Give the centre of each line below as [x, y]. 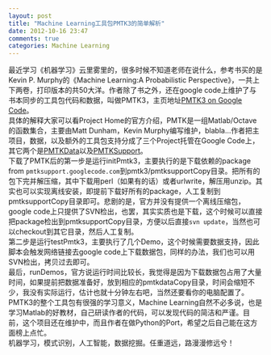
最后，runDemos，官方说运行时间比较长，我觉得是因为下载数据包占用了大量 [135, 273]
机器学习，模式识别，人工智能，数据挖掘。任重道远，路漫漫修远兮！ [121, 343]
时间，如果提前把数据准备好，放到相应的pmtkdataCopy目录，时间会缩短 [128, 282]
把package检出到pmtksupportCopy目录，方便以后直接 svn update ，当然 [127, 222]
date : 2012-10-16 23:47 [48, 31]
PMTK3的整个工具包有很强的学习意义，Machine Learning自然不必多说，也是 [135, 302]
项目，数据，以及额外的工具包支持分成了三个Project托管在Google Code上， [134, 141]
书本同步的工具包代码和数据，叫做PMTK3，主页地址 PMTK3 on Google [125, 100]
